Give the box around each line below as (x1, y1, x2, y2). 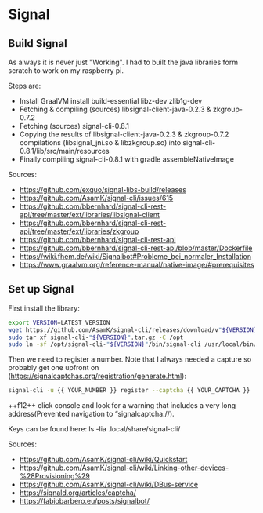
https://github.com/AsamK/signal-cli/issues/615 (19, 194, 174, 202)
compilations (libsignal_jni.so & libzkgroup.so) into (19, 138, 182, 147)
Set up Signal (8, 282, 74, 296)
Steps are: (8, 81, 41, 90)
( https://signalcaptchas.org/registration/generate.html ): (8, 371, 186, 381)
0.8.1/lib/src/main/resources (19, 147, 110, 155)
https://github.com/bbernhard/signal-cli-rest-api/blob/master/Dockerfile (19, 243, 253, 253)
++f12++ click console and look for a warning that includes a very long (8, 401, 236, 410)
